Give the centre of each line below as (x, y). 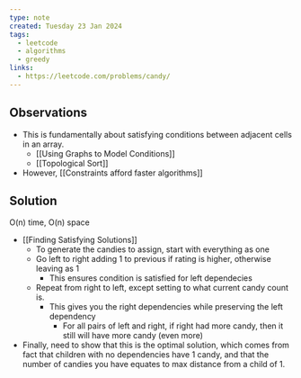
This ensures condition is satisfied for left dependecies (151, 278)
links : (22, 68)
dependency (72, 317)
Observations (49, 113)
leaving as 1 (57, 269)
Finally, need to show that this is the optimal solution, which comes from (156, 345)
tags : (19, 34)
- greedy (34, 59)
